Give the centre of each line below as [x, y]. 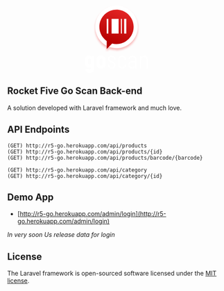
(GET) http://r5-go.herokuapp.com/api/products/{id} [85, 151]
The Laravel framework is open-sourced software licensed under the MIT [112, 274]
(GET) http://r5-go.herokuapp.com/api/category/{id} [85, 176]
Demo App [31, 198]
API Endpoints [38, 130]
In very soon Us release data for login [61, 235]
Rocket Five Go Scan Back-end [75, 91]
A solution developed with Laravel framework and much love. [95, 108]
